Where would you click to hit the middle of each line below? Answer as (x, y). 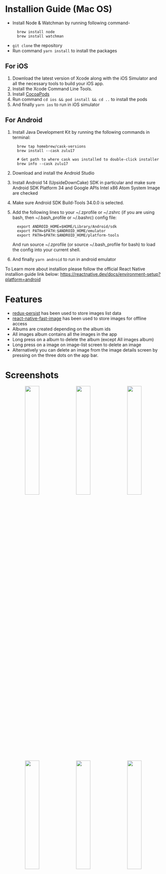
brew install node (36, 32)
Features (24, 299)
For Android (24, 120)
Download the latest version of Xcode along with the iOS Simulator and (84, 78)
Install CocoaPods (31, 94)
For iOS (17, 66)
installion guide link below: (32, 274)
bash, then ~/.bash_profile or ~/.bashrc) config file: (64, 217)
